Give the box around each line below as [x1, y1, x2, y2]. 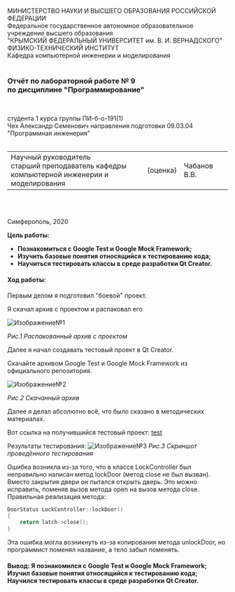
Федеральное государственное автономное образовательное [7, 22, 194, 29]
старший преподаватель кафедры [10, 161, 127, 171]
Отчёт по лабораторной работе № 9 [7, 76, 136, 85]
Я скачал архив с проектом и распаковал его [7, 304, 143, 313]
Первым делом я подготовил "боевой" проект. [7, 291, 147, 299]
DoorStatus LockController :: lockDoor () [7, 506, 124, 513]
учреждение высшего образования [7, 29, 113, 37]
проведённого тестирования [7, 449, 93, 458]
